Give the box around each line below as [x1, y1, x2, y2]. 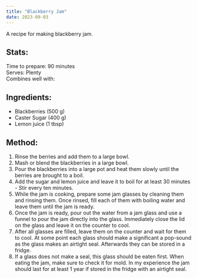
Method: [6, 138, 38, 148]
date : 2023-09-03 [6, 14, 49, 20]
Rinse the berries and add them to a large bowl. [14, 153, 130, 160]
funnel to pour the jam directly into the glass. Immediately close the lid [14, 215, 185, 222]
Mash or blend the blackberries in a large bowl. [14, 159, 129, 166]
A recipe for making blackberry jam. [6, 30, 93, 37]
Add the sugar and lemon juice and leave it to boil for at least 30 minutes [14, 177, 191, 185]
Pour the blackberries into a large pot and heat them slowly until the [14, 165, 179, 172]
